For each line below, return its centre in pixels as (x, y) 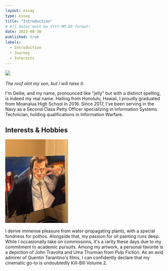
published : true (22, 37)
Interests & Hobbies (37, 130)
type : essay (18, 16)
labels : (13, 43)
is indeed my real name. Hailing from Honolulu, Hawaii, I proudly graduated (83, 98)
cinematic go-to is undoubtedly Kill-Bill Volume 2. (56, 262)
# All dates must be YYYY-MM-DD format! (48, 27)
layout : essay (20, 11)
